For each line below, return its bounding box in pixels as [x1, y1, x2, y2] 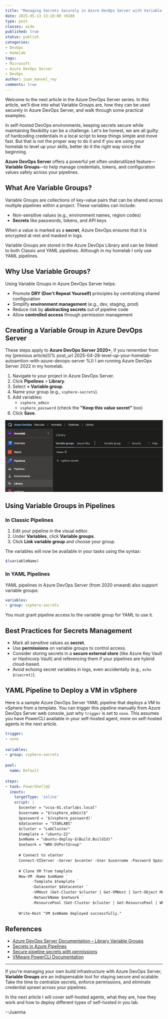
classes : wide [5, 24, 35, 29]
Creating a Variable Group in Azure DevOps [5, 326, 142, 334]
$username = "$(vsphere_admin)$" [18, 810, 88, 816]
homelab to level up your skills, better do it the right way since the [5, 143, 141, 149]
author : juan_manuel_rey [5, 77, 57, 82]
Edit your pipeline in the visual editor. [12, 528, 89, 534]
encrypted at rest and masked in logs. [5, 232, 83, 238]
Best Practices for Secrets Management [5, 627, 132, 635]
